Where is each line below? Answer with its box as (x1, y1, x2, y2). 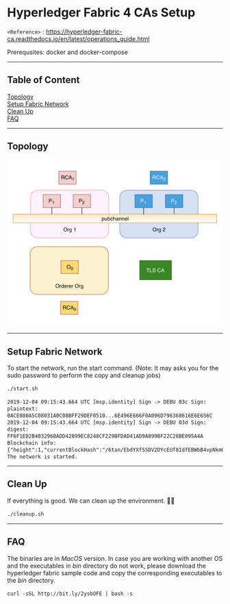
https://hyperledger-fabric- (45, 27, 123, 36)
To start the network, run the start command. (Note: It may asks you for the (7, 364, 219, 373)
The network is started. (7, 453, 78, 460)
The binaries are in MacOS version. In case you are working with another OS (7, 554, 223, 562)
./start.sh (7, 386, 38, 392)
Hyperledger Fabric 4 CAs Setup (7, 5, 196, 21)
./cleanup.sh (7, 510, 44, 518)
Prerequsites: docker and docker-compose (7, 48, 129, 56)
